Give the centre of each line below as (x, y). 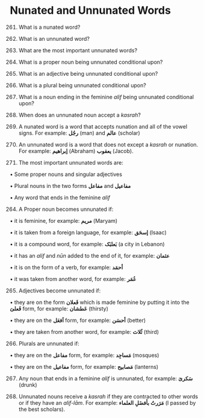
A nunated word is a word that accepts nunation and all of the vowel (103, 126)
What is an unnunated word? (54, 38)
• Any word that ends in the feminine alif (60, 197)
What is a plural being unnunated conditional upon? (82, 85)
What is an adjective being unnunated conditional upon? (88, 73)
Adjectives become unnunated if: (60, 290)
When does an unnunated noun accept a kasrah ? (79, 115)
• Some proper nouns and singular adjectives (66, 174)
